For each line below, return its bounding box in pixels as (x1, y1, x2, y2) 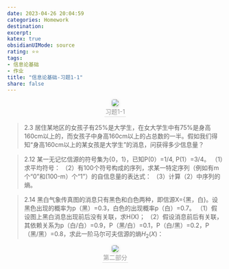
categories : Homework (7, 16, 69, 23)
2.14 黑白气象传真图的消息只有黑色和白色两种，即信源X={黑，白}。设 (23, 196, 218, 204)
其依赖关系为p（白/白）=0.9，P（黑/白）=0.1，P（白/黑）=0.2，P (23, 221, 210, 230)
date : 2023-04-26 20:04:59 (7, 10, 84, 17)
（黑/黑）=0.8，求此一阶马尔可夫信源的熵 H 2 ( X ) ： (23, 230, 164, 240)
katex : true (7, 36, 41, 43)
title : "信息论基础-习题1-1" (7, 73, 84, 81)
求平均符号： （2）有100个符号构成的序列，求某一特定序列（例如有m (23, 164, 219, 172)
